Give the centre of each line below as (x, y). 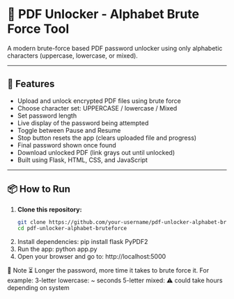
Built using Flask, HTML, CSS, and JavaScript (83, 160)
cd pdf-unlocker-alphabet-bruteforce (72, 229)
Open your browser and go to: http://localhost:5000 (92, 257)
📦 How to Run (39, 189)
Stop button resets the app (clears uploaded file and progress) (107, 138)
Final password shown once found (67, 145)
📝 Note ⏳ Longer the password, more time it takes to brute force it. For (108, 270)
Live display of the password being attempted (83, 123)
